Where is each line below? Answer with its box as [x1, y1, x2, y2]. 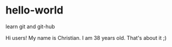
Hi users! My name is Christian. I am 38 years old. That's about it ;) [5, 34, 167, 41]
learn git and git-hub [5, 23, 55, 30]
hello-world [5, 4, 64, 17]
